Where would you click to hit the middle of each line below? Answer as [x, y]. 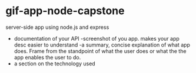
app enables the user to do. [47, 57]
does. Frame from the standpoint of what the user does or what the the [100, 51]
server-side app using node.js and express [57, 27]
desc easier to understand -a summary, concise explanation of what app [102, 45]
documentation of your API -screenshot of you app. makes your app [97, 38]
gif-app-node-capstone [65, 11]
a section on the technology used [54, 64]
